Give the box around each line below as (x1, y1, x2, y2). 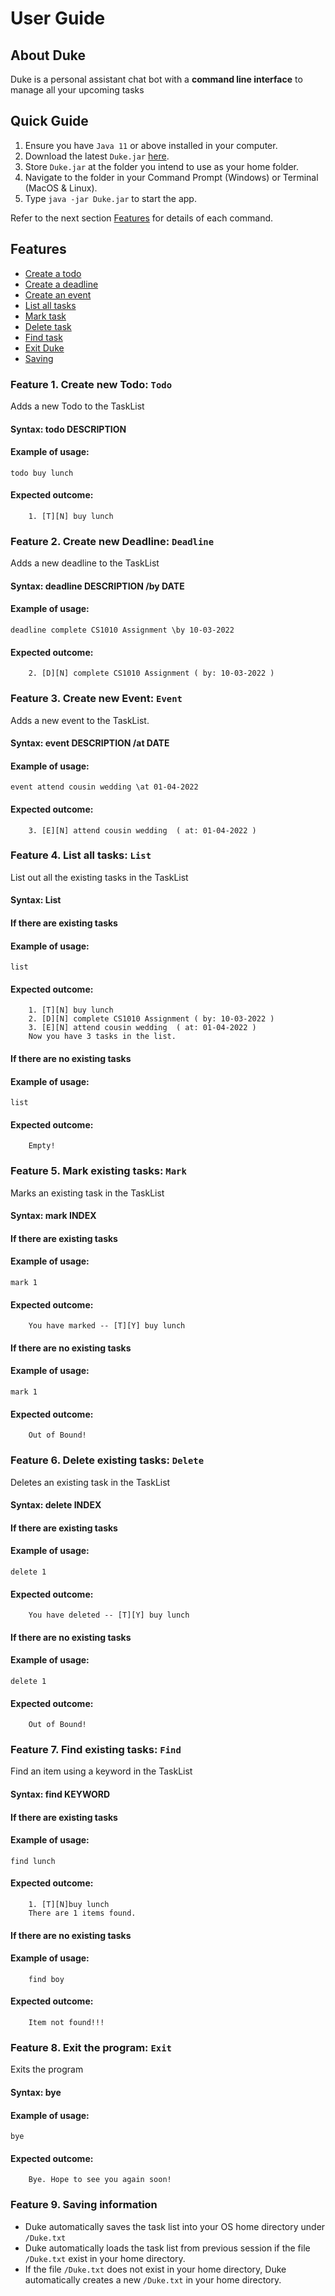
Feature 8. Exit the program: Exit (10, 2041, 172, 2054)
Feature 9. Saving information (10, 2198, 158, 2212)
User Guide (10, 7, 106, 30)
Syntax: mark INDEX (10, 1210, 97, 1222)
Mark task (24, 310, 67, 322)
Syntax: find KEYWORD (10, 1788, 111, 1801)
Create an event (24, 288, 92, 301)
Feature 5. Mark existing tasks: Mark (10, 1164, 187, 1178)
